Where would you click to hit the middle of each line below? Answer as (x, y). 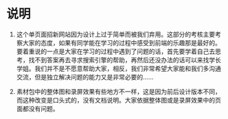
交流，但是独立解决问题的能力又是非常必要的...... (85, 77)
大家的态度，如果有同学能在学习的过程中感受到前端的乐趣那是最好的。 (122, 42)
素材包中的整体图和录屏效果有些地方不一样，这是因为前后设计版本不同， (118, 91)
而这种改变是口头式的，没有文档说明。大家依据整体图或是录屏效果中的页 (118, 100)
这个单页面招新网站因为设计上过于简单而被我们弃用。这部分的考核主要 (116, 34)
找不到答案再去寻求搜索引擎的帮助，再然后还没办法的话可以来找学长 (125, 59)
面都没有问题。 (37, 108)
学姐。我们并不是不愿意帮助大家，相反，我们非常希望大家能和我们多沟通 (118, 68)
